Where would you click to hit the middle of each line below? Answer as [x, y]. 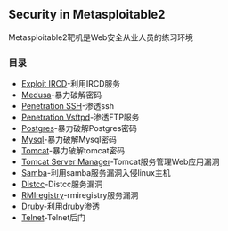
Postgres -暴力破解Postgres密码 [79, 128]
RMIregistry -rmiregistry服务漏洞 [80, 195]
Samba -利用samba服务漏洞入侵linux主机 [96, 173]
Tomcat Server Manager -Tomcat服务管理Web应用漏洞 [120, 162]
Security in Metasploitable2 [87, 15]
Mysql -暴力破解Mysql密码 [69, 140]
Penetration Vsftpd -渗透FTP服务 [80, 117]
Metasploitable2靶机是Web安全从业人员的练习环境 [101, 37]
